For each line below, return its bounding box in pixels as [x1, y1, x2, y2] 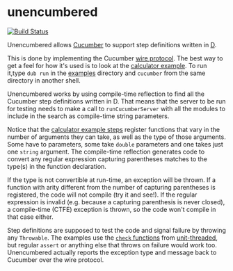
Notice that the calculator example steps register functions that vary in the [7, 125, 220, 133]
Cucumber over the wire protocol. [7, 255, 104, 264]
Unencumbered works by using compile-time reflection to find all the [7, 90, 205, 98]
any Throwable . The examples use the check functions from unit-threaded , [7, 233, 218, 242]
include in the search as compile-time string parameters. [7, 112, 170, 120]
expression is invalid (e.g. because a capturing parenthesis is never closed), [7, 197, 225, 206]
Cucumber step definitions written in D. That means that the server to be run [7, 97, 226, 105]
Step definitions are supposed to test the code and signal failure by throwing [7, 226, 226, 234]
